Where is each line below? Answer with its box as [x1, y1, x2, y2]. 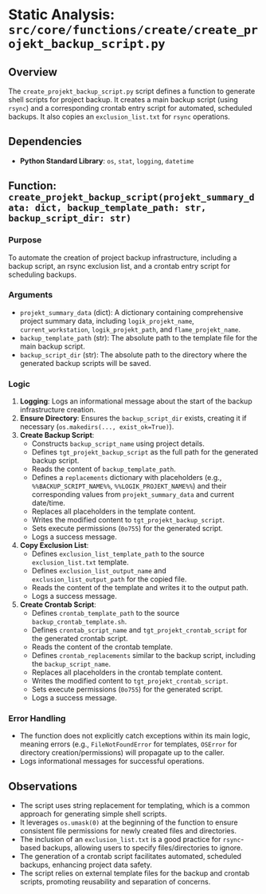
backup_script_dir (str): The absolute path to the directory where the [19, 349, 248, 360]
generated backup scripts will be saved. [19, 358, 151, 368]
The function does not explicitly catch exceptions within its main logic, [19, 731, 251, 741]
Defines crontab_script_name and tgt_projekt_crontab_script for [31, 625, 248, 635]
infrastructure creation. [19, 405, 96, 415]
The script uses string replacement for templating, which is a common [19, 801, 250, 810]
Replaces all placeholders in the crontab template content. [31, 668, 223, 677]
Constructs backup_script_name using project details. [31, 439, 205, 448]
